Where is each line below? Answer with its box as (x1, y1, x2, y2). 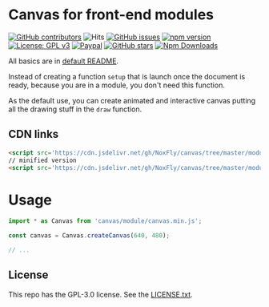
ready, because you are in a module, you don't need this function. (8, 80, 226, 90)
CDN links (8, 127, 59, 141)
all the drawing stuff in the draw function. (8, 104, 143, 114)
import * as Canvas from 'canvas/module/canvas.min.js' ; (8, 217, 203, 225)
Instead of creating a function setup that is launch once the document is (8, 71, 246, 81)
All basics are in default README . (8, 56, 118, 66)
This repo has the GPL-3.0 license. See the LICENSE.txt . (8, 289, 194, 299)
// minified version (8, 156, 78, 164)
